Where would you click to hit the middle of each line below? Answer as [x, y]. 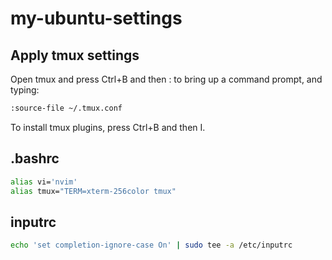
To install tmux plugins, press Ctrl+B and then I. [108, 127]
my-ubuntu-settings [96, 18]
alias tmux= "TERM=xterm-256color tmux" [93, 191]
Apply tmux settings [75, 55]
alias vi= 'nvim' [44, 182]
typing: [25, 90]
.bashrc [35, 158]
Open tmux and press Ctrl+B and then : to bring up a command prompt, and [166, 79]
